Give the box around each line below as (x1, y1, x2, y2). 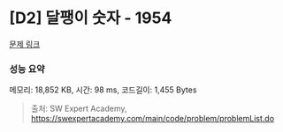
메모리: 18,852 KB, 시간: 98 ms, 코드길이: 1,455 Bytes (9, 84, 197, 95)
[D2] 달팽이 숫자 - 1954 (9, 8, 172, 28)
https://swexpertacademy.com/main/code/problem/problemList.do (30, 114, 275, 124)
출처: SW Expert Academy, (30, 103, 127, 114)
